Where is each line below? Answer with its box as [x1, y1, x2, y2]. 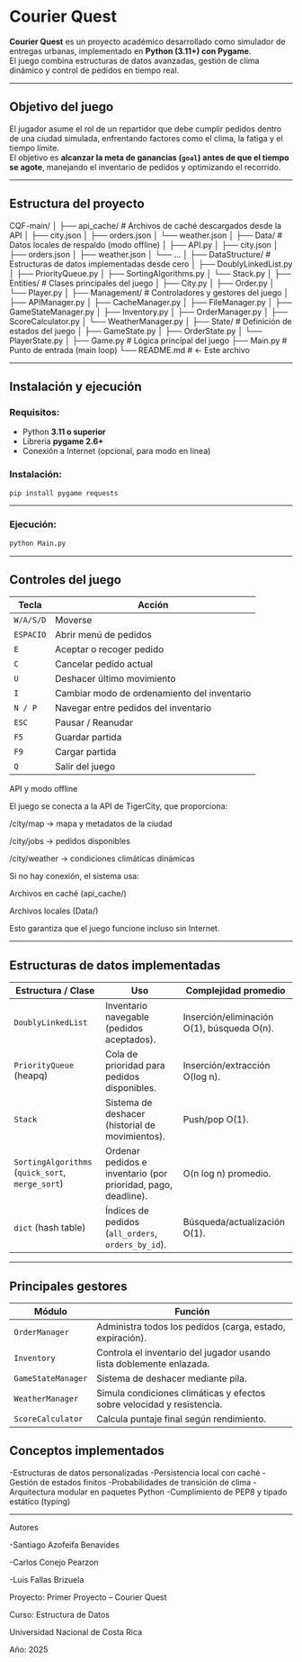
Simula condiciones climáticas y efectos [95, 1387, 266, 1400]
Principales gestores [9, 1278, 128, 1294]
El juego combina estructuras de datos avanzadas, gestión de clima [9, 55, 260, 66]
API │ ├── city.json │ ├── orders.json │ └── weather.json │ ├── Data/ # [9, 230, 283, 241]
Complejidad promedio [185, 985, 286, 997]
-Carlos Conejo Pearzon [9, 1557, 99, 1567]
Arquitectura [9, 1486, 56, 1497]
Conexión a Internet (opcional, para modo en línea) [22, 446, 211, 457]
